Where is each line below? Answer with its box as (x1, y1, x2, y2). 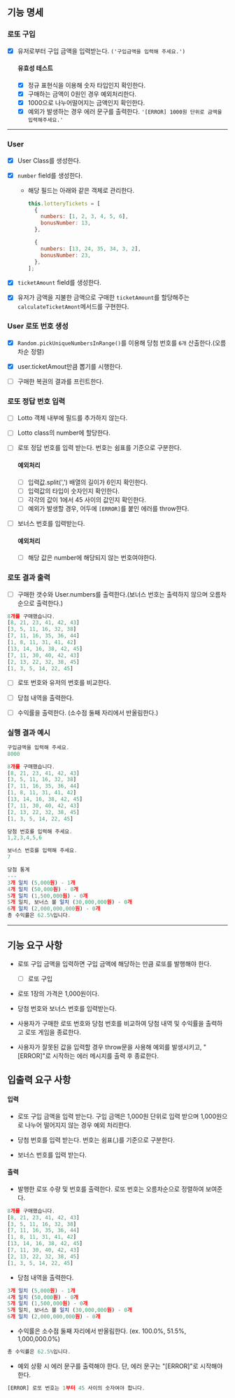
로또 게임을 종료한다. (24, 1028, 82, 1036)
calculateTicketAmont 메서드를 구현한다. (17, 302, 129, 311)
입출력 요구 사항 (7, 1074, 71, 1086)
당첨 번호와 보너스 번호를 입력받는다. (17, 1004, 117, 1012)
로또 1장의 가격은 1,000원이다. (17, 989, 100, 998)
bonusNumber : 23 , (41, 252, 91, 259)
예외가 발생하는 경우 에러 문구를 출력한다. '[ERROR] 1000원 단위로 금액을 (27, 107, 222, 116)
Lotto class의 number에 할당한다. (17, 428, 111, 437)
